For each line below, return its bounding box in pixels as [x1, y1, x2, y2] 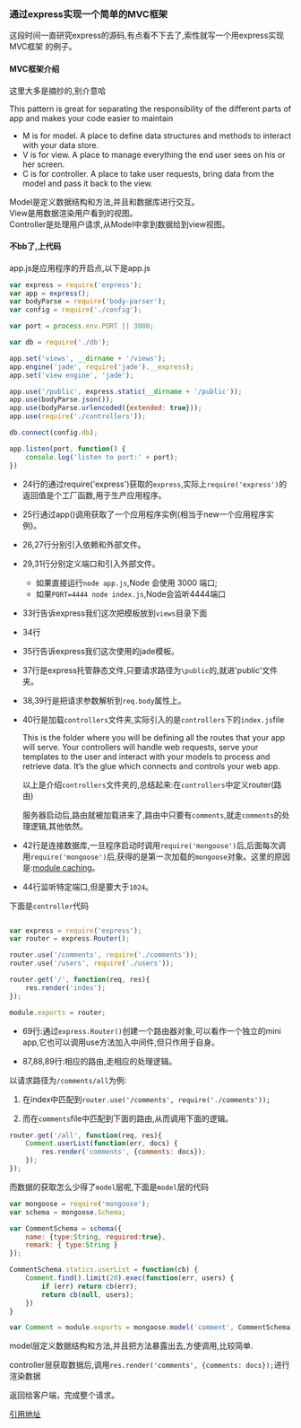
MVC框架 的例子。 [9, 41, 77, 52]
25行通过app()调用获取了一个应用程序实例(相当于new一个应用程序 [21, 509, 267, 520]
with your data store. [21, 139, 99, 150]
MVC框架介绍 [9, 63, 60, 74]
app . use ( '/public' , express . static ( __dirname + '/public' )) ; [9, 387, 243, 396]
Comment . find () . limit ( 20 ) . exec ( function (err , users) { [25, 1274, 235, 1283]
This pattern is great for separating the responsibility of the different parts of [9, 103, 292, 114]
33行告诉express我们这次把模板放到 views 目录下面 [21, 608, 208, 618]
